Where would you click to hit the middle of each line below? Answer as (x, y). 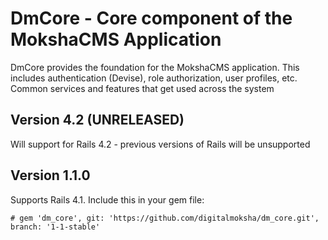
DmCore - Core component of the (151, 18)
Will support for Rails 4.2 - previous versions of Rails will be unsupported (160, 144)
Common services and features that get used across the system (142, 88)
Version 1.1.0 (50, 175)
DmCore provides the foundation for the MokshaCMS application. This (155, 67)
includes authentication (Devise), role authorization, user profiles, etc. (154, 78)
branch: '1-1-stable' (55, 227)
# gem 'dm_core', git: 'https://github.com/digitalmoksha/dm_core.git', (165, 218)
